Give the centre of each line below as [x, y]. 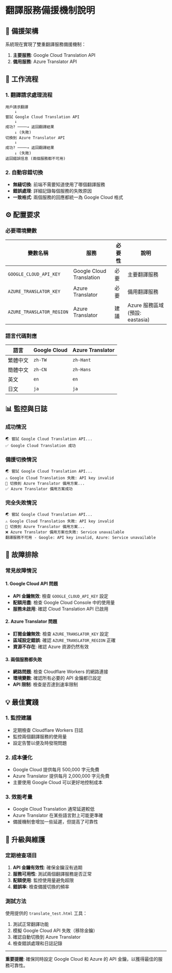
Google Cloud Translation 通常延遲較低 [53, 809]
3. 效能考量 [19, 797]
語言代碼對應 [21, 336]
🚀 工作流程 [22, 79]
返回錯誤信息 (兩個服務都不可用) [35, 158]
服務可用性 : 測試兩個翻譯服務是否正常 [52, 874]
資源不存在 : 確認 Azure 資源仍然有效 [51, 646]
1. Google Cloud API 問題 [31, 584]
